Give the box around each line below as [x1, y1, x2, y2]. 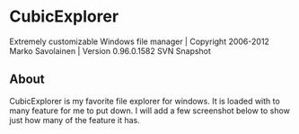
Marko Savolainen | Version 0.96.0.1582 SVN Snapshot [9, 45, 211, 56]
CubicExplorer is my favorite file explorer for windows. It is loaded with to [9, 95, 280, 106]
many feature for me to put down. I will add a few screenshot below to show [9, 105, 290, 116]
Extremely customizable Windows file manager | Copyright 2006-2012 [9, 36, 269, 47]
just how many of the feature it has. [9, 114, 141, 125]
